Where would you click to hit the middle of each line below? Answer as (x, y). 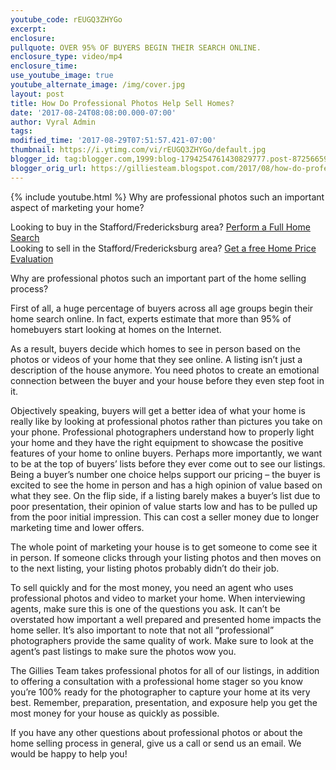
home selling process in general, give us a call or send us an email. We (156, 743)
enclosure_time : (44, 66)
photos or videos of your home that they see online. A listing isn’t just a (156, 359)
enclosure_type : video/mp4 (66, 57)
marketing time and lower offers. (77, 527)
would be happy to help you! (69, 753)
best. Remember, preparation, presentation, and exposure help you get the (164, 702)
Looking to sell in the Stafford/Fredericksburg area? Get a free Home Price (163, 248)
